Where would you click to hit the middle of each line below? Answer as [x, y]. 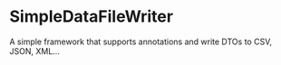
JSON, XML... [35, 51]
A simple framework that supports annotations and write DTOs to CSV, [140, 42]
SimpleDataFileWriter [92, 17]
